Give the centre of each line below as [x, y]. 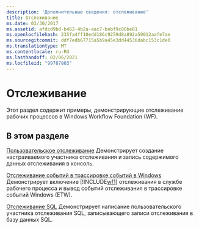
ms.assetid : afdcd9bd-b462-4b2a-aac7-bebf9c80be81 [72, 29]
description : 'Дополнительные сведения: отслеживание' [78, 12]
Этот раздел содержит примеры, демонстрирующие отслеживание [95, 110]
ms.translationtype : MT [37, 46]
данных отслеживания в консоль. [50, 164]
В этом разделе [38, 136]
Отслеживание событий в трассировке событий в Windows [84, 175]
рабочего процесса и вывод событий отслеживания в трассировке [94, 188]
